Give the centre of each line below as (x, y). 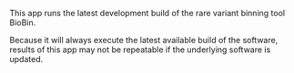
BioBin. (23, 23)
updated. (26, 59)
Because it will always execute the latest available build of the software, (144, 40)
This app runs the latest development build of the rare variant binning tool (147, 13)
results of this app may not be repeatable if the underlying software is (140, 50)
